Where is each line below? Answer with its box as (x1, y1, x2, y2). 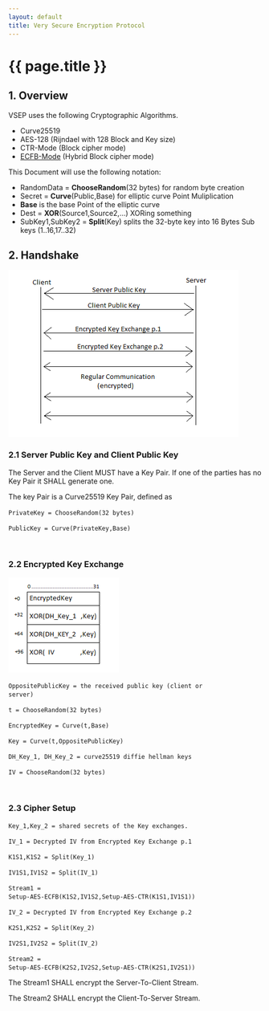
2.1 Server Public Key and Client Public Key (8, 450, 179, 461)
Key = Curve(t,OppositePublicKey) (8, 737, 124, 745)
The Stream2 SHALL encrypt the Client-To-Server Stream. (8, 993, 201, 1003)
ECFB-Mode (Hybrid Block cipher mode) (19, 151, 154, 161)
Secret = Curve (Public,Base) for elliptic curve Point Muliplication (19, 191, 234, 201)
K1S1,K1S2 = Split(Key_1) (8, 854, 95, 862)
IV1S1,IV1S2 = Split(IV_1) (8, 869, 99, 877)
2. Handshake (8, 248, 79, 262)
